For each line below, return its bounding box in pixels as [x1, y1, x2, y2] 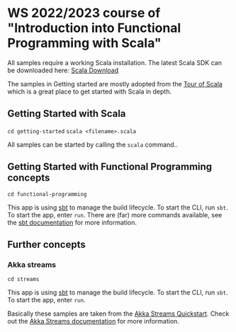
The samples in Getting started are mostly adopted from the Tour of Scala [7, 79, 223, 88]
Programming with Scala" [7, 35, 162, 51]
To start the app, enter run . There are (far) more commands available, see [7, 210, 223, 219]
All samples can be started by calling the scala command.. [7, 140, 179, 149]
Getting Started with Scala [7, 108, 126, 120]
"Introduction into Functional [7, 20, 181, 36]
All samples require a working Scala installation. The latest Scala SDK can [7, 58, 222, 67]
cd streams [7, 276, 40, 283]
